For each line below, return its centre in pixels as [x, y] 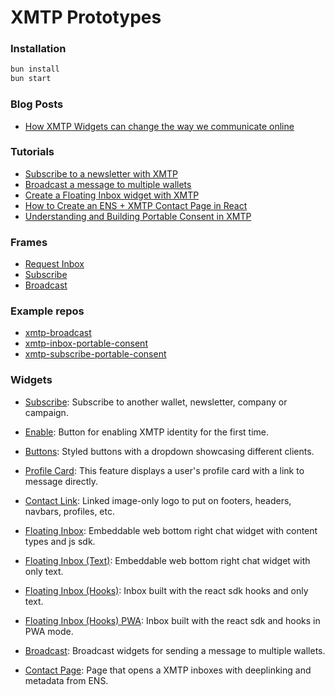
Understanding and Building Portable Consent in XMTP [138, 216]
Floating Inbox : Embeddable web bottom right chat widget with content [171, 530]
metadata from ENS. [66, 680]
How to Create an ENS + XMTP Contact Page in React [136, 205]
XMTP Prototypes [86, 17]
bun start [31, 79]
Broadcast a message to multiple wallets [108, 184]
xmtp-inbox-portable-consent [86, 343]
